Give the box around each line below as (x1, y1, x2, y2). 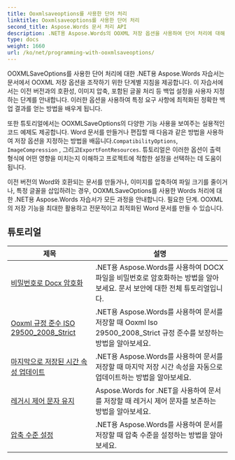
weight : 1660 (7, 43, 45, 50)
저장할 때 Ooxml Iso (95, 317, 158, 327)
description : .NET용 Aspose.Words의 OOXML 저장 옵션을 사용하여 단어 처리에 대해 (7, 29, 225, 37)
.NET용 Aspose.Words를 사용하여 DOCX (95, 262, 224, 272)
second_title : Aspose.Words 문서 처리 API (7, 23, 127, 30)
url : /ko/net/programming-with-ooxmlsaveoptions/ (7, 50, 155, 57)
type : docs (7, 36, 39, 43)
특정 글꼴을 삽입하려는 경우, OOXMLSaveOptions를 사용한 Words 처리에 (16, 186, 215, 194)
